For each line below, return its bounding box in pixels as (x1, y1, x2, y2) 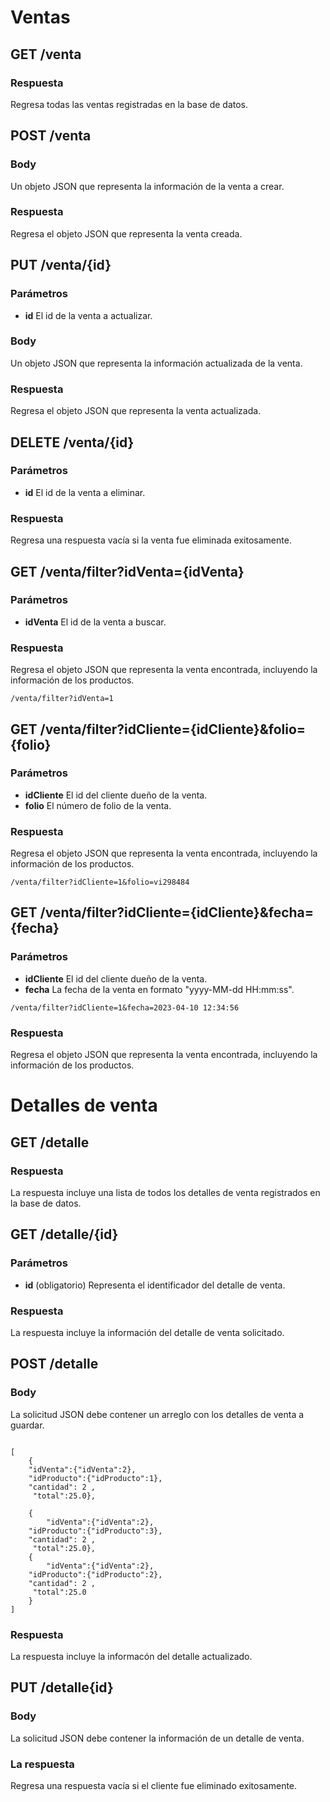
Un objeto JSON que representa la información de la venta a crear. (10, 180, 285, 192)
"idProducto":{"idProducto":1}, (28, 1473, 163, 1483)
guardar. (10, 1419, 45, 1431)
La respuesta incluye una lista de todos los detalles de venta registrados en (10, 1186, 321, 1198)
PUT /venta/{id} (10, 257, 112, 274)
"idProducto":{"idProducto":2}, (28, 1569, 163, 1580)
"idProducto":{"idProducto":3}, (28, 1526, 163, 1536)
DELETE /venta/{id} (10, 434, 135, 451)
